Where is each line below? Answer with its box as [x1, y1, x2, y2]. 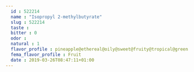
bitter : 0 [10, 30, 37, 36]
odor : [10, 35, 27, 41]
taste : [10, 24, 30, 31]
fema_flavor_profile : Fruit [10, 52, 82, 57]
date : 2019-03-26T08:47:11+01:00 [10, 57, 94, 63]
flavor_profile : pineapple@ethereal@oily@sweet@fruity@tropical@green [10, 46, 189, 52]
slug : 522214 [10, 19, 45, 25]
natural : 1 [10, 41, 40, 47]
